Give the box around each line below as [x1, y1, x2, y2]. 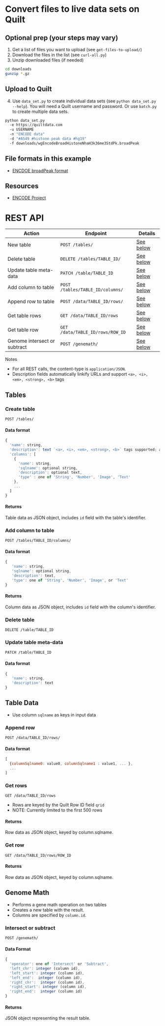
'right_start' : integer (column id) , [9, 985, 87, 990]
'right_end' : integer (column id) [9, 989, 82, 994]
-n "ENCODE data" [9, 132, 45, 137]
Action [24, 230, 40, 237]
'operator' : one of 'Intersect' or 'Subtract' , [9, 961, 109, 967]
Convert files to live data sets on [5, 3, 140, 15]
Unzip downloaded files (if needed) [12, 57, 84, 63]
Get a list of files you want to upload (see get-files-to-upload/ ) [12, 47, 142, 52]
